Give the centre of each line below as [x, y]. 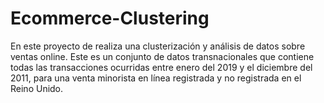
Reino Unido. [37, 88]
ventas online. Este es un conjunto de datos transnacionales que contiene [162, 56]
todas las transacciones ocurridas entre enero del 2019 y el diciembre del [161, 67]
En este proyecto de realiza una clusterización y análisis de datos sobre [158, 46]
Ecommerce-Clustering [110, 18]
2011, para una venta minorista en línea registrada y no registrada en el [156, 78]
